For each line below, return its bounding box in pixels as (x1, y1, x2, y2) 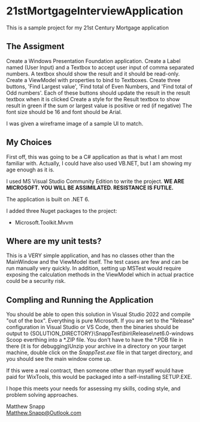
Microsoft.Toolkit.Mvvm (14, 219, 74, 226)
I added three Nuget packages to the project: (6, 207, 117, 214)
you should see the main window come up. (6, 355, 112, 363)
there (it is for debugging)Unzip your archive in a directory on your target (6, 343, 187, 350)
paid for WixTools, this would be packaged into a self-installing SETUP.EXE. (6, 373, 193, 381)
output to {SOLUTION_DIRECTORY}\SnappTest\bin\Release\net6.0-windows (6, 330, 194, 337)
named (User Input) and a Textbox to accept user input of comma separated (6, 64, 195, 71)
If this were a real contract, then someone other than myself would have (6, 367, 184, 374)
